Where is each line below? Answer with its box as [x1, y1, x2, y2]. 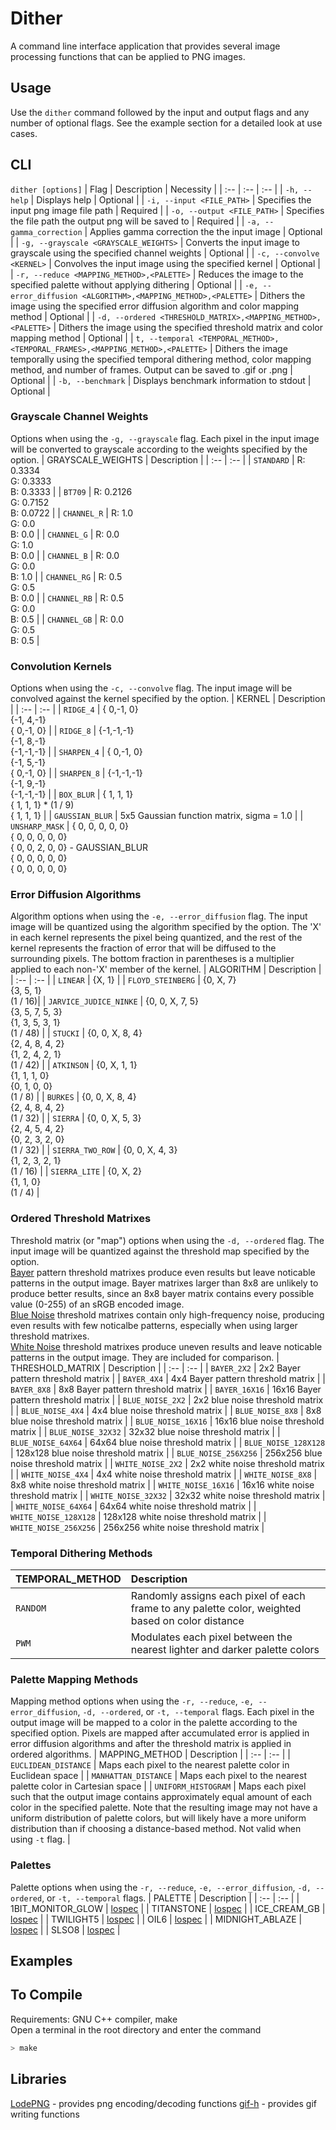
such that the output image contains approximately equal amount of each [10, 1791, 312, 1803]
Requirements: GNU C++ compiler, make [10, 2013, 178, 2025]
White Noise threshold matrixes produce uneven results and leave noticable [10, 1340, 323, 1352]
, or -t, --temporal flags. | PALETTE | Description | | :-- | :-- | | [41, 1892, 300, 1904]
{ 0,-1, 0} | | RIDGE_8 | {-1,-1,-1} [10, 725, 135, 737]
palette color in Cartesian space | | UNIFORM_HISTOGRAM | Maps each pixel [10, 1780, 307, 1792]
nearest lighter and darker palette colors [130, 1643, 320, 1657]
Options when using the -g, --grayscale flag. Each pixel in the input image [10, 432, 320, 444]
